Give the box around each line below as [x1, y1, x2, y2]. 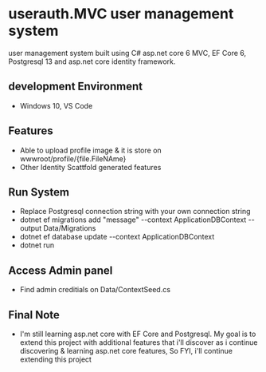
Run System [8, 185, 70, 199]
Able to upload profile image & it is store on [19, 145, 162, 155]
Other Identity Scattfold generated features [19, 162, 162, 172]
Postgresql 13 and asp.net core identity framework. [8, 57, 176, 66]
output [19, 224, 42, 233]
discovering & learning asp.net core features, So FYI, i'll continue [19, 346, 233, 355]
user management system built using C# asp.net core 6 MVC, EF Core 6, [8, 48, 247, 57]
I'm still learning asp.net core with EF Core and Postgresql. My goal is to [19, 329, 256, 338]
